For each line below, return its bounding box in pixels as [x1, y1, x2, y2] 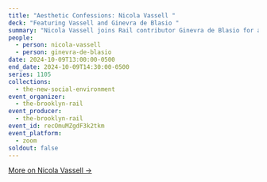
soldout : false [8, 144, 59, 152]
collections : [8, 78, 52, 85]
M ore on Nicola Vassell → [8, 165, 93, 175]
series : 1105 [8, 70, 52, 78]
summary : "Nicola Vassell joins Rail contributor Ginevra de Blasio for [8, 26, 254, 34]
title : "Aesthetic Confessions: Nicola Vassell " [8, 11, 176, 20]
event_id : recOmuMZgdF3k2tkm [8, 122, 105, 130]
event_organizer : [8, 93, 66, 100]
